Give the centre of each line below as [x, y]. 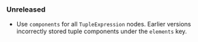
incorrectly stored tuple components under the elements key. [101, 31]
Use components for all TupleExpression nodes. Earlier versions [104, 24]
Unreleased [26, 9]
